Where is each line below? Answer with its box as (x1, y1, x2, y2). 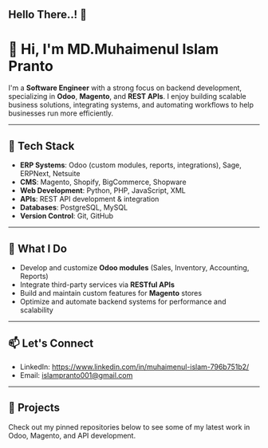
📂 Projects (8, 401, 61, 415)
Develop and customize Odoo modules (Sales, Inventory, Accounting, (19, 262, 250, 272)
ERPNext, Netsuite (19, 169, 81, 179)
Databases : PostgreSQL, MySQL (19, 202, 128, 212)
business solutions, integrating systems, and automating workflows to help (8, 100, 254, 110)
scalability (19, 305, 53, 315)
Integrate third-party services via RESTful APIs (19, 280, 175, 289)
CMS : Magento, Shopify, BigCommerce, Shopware (19, 177, 187, 187)
